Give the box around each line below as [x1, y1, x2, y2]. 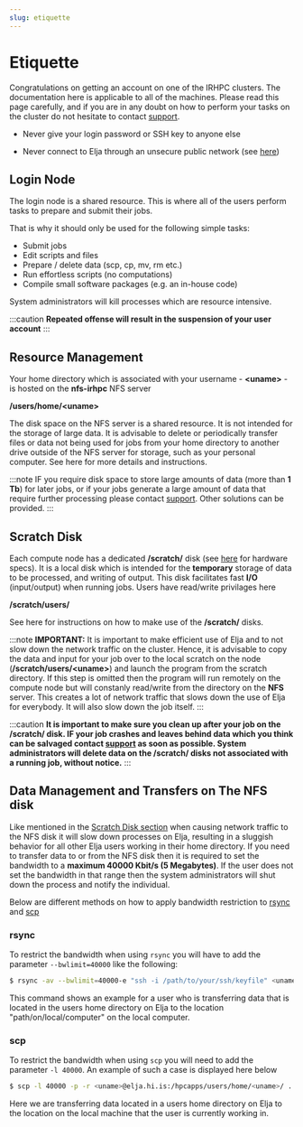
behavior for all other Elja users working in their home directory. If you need [9, 841, 290, 852]
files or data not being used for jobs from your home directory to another [9, 437, 280, 448]
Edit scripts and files [22, 250, 99, 261]
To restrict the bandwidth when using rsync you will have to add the [9, 949, 262, 960]
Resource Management [9, 349, 143, 365]
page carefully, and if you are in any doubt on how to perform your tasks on [9, 101, 290, 112]
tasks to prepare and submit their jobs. [9, 205, 153, 217]
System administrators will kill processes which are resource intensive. [9, 296, 272, 307]
